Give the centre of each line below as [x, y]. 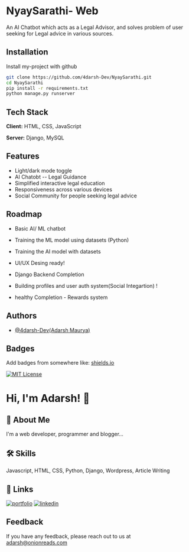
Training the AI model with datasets [58, 251]
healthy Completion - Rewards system [61, 297]
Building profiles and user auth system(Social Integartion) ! [86, 285]
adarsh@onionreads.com [37, 543]
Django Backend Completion [49, 274]
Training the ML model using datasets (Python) [72, 240]
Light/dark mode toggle [43, 170]
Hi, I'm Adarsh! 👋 [48, 398]
